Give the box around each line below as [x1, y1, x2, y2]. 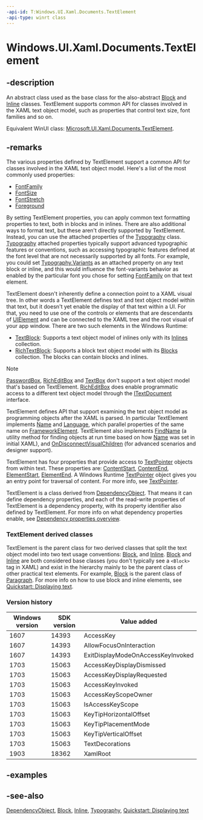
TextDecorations [83, 739, 131, 748]
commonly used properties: [6, 171, 75, 179]
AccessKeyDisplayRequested [83, 670, 167, 679]
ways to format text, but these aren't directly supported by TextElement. [6, 227, 185, 234]
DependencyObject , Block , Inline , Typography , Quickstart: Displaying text [6, 807, 189, 814]
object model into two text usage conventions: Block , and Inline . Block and [6, 550, 192, 558]
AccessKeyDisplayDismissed [83, 661, 166, 669]
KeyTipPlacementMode [83, 719, 150, 728]
